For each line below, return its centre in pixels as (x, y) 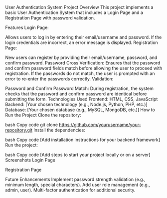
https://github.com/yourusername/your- (100, 125)
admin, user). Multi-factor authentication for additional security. (70, 190)
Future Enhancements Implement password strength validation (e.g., (75, 179)
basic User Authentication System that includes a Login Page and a (74, 12)
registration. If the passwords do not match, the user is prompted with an (80, 73)
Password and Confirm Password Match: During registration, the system (79, 88)
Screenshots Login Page (30, 160)
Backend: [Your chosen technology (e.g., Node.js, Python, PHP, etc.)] (77, 104)
